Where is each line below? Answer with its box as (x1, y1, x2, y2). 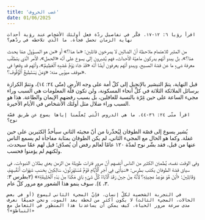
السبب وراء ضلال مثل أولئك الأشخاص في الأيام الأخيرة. (7, 100, 131, 107)
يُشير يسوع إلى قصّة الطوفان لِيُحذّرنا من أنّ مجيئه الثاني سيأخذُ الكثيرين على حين (7, 128, 188, 135)
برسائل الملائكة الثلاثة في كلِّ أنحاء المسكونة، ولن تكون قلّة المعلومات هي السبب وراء (7, 87, 200, 94)
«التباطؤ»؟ (7, 207, 35, 214)
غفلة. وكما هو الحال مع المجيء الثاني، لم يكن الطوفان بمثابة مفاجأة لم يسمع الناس (7, 134, 193, 141)
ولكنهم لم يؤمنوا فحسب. (7, 147, 63, 155)
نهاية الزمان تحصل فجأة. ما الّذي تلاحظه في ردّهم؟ (7, 37, 133, 43)
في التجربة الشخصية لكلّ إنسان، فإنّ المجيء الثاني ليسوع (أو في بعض (7, 191, 182, 197)
